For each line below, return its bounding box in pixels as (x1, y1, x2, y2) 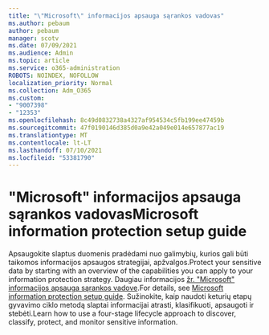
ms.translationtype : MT (8, 131, 88, 139)
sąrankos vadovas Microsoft (8, 206, 199, 223)
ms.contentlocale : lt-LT (8, 138, 92, 147)
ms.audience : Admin (8, 49, 74, 57)
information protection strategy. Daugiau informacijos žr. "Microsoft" (8, 275, 235, 284)
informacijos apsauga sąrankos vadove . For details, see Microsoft (8, 283, 224, 293)
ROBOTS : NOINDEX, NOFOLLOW (8, 71, 99, 80)
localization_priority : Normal (8, 79, 113, 87)
